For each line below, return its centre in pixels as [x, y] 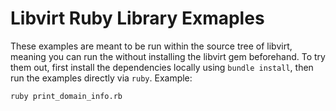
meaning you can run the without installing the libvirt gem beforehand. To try [168, 56]
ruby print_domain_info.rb [66, 96]
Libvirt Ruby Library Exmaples [137, 18]
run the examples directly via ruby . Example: [101, 78]
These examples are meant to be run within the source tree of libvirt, [151, 46]
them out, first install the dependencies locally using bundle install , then [162, 67]
